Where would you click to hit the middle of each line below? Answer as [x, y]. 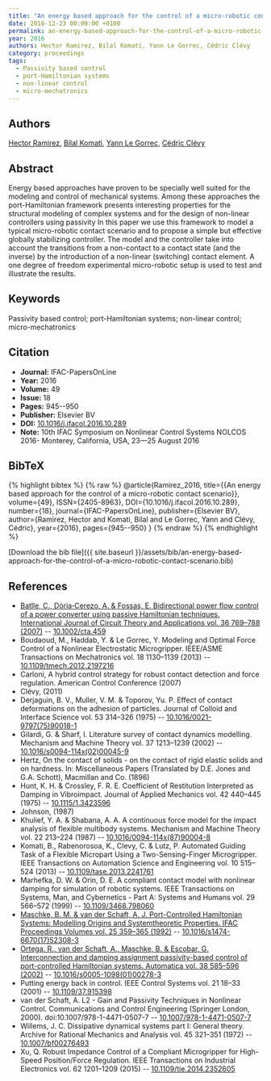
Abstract [31, 168]
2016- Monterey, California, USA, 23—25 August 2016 [110, 440]
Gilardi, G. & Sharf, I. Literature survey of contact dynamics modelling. [136, 735]
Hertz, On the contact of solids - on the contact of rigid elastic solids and [141, 760]
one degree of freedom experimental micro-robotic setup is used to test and [135, 265]
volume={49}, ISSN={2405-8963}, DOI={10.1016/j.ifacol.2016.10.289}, [124, 502]
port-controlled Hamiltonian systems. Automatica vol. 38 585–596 [129, 966]
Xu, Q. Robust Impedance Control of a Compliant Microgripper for [129, 1052]
